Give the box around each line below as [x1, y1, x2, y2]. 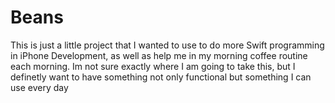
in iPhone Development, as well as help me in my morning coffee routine [10, 49, 308, 61]
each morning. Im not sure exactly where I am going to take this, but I [10, 60, 296, 72]
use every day [10, 81, 69, 93]
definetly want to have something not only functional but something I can [10, 71, 312, 83]
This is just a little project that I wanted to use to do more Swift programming [10, 39, 325, 51]
